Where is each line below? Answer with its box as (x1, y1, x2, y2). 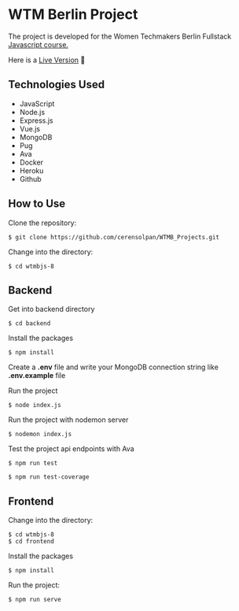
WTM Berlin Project (8, 6, 138, 24)
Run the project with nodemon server (8, 415, 129, 424)
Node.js (19, 107, 46, 117)
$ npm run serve (8, 596, 61, 604)
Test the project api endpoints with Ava (8, 444, 135, 454)
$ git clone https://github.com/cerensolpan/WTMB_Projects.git (8, 233, 220, 241)
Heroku (19, 165, 44, 175)
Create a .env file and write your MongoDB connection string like (8, 362, 219, 372)
